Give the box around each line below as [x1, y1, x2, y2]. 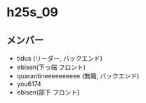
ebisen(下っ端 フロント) [16, 63, 86, 71]
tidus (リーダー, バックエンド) [16, 54, 103, 62]
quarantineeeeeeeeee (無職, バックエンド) [16, 72, 140, 80]
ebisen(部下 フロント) [16, 88, 80, 96]
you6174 [16, 80, 41, 88]
